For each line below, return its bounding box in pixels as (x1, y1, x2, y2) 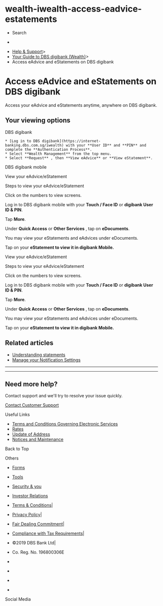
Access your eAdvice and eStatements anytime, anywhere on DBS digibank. (5, 102, 158, 108)
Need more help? (5, 380, 58, 388)
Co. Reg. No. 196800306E (12, 549, 65, 555)
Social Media (5, 596, 31, 602)
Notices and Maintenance (12, 437, 64, 442)
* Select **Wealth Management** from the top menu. (5, 151, 112, 156)
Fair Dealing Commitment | (12, 521, 65, 527)
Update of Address (12, 431, 50, 437)
